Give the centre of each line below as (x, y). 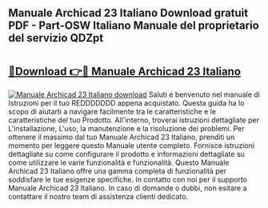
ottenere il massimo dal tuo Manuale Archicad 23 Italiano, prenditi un (122, 137)
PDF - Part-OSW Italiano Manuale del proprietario (134, 26)
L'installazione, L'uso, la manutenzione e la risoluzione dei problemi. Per (127, 128)
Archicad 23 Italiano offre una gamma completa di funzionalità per (117, 171)
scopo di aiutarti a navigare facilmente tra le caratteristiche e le (112, 112)
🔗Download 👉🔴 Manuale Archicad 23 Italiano (125, 71)
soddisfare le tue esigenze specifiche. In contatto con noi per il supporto (128, 180)
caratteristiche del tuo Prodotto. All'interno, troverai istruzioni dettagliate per (134, 120)
